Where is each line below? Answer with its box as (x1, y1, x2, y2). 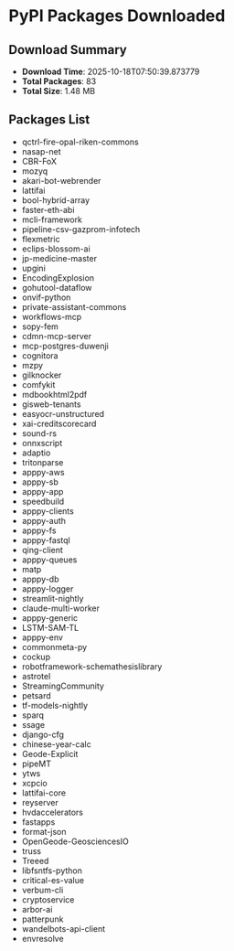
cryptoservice (21, 893, 75, 905)
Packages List (8, 112, 90, 128)
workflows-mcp (21, 311, 82, 322)
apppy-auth (21, 515, 66, 526)
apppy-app (21, 486, 64, 497)
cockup (21, 651, 51, 662)
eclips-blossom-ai (21, 243, 90, 254)
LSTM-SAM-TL (21, 622, 80, 633)
